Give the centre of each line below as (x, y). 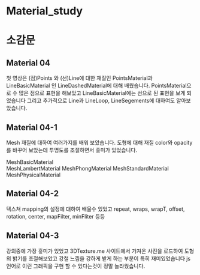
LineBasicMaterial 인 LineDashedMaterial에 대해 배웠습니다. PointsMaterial (96, 86)
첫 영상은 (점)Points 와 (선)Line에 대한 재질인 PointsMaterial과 (79, 78)
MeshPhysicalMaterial (34, 175)
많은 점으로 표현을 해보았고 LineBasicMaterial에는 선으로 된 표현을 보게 (102, 93)
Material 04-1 (32, 127)
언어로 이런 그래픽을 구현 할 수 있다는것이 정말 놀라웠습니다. (76, 266)
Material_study (44, 11)
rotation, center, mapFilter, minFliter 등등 (56, 216)
